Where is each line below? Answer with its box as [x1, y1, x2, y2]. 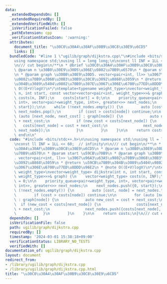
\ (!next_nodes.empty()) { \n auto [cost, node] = [14, 188, 135, 193]
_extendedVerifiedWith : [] [9, 21, 66, 26]
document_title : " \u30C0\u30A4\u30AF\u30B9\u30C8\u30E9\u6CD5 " [14, 44, 148, 49]
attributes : [9, 40, 35, 45]
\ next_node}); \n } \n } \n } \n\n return [14, 128, 150, 133]
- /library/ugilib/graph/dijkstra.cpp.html [5, 267, 97, 272]
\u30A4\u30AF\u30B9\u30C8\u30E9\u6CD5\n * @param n [14, 146, 123, 151]
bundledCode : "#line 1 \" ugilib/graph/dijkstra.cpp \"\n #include [9, 53, 146, 59]
